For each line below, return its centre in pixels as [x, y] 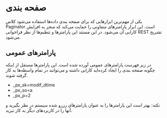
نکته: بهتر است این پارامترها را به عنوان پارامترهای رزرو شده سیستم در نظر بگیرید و [83, 105]
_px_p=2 [22, 95]
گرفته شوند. [17, 75]
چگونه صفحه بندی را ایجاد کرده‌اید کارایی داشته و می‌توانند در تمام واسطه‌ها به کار [81, 70]
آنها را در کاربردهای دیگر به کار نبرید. [39, 110]
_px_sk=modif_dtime [34, 85]
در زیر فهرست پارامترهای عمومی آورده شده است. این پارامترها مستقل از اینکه [78, 64]
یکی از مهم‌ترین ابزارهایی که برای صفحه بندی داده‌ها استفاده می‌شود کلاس [74, 21]
